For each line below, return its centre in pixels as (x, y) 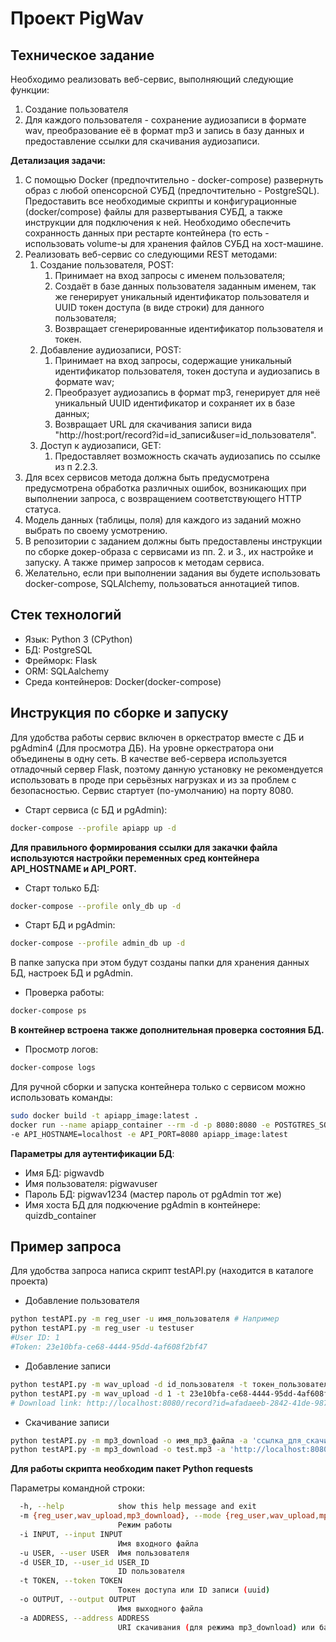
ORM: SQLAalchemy (67, 671)
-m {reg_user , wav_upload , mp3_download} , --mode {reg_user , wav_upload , (169, 1516)
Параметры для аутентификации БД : (92, 1153)
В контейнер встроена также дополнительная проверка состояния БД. (167, 1030)
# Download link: (46, 1403)
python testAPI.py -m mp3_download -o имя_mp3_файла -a (129, 1440)
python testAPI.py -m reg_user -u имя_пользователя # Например (145, 1319)
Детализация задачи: (58, 160)
